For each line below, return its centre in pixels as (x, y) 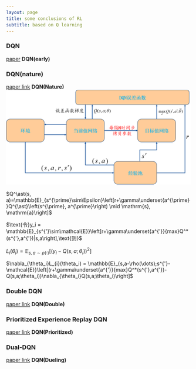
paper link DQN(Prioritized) (40, 332)
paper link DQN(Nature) (35, 87)
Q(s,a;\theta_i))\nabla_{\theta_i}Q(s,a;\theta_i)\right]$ (70, 276)
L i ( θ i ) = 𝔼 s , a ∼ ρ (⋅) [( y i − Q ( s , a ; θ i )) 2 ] (49, 251)
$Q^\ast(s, (18, 194)
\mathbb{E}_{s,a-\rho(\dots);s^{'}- (129, 263)
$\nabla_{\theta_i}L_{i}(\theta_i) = (46, 263)
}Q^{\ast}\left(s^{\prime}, (36, 206)
